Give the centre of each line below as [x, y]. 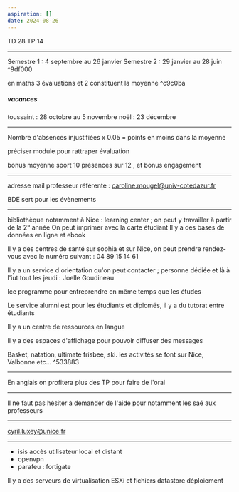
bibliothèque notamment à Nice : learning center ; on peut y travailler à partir [119, 220]
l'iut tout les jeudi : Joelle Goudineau [61, 278]
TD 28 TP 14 [26, 41]
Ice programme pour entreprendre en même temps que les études [104, 292]
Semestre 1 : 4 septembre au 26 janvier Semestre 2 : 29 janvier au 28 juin [115, 61]
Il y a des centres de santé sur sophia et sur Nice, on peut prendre [104, 249]
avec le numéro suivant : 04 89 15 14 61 [81, 257]
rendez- [214, 249]
